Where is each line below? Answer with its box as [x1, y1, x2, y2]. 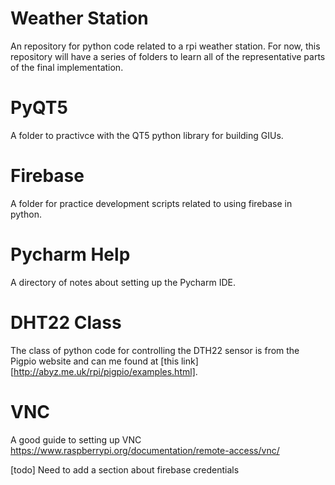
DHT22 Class [10, 311, 122, 334]
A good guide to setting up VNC [10, 433, 142, 446]
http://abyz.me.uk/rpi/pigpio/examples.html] [13, 365, 196, 377]
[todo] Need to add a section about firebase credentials [10, 463, 240, 476]
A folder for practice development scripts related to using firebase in [10, 197, 293, 209]
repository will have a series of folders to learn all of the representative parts [10, 50, 326, 62]
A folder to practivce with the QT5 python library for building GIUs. [10, 129, 284, 141]
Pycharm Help [10, 243, 131, 266]
